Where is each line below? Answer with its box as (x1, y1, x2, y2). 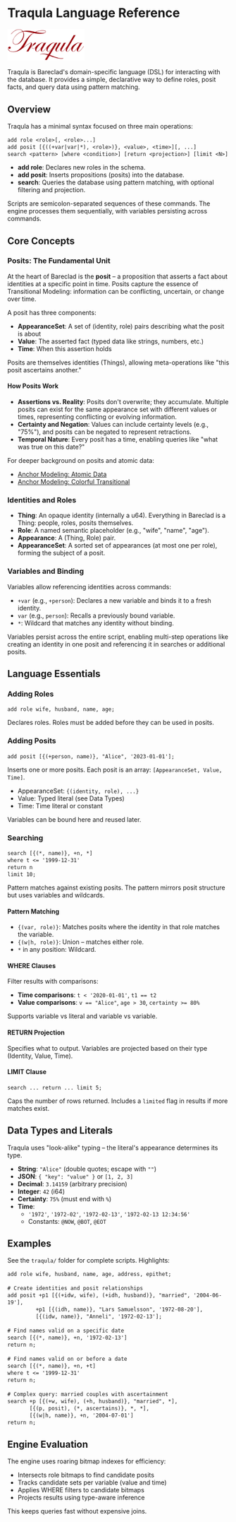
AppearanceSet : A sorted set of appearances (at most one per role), (17, 541, 218, 550)
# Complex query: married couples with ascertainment (7, 1391, 169, 1398)
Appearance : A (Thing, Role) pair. (17, 533, 116, 542)
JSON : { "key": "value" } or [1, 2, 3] (17, 1172, 134, 1181)
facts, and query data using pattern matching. (7, 83, 140, 91)
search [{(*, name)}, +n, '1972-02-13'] (7, 1334, 128, 1342)
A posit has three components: (7, 308, 97, 317)
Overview (7, 103, 51, 115)
